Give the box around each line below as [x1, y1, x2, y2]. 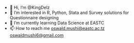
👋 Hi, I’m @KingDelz [9, 5, 50, 10]
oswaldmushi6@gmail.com [9, 32, 64, 38]
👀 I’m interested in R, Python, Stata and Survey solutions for [9, 10, 129, 15]
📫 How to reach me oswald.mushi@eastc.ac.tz [9, 26, 105, 31]
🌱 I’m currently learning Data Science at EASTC [9, 20, 104, 26]
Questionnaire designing [9, 15, 59, 20]
